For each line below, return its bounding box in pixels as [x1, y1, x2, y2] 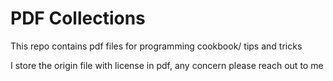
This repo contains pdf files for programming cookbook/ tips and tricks [10, 40, 303, 52]
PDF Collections [10, 7, 146, 30]
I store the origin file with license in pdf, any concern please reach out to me [10, 59, 324, 71]
